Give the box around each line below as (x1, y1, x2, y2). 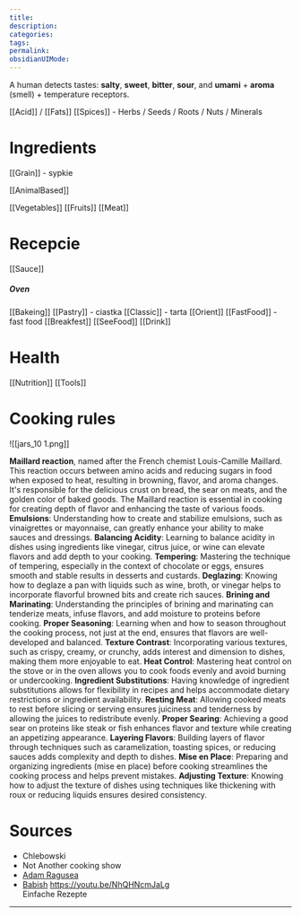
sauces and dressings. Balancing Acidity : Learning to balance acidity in (9, 531, 275, 543)
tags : (9, 38, 30, 48)
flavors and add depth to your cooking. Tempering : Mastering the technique (9, 551, 291, 562)
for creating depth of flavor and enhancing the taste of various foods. (9, 503, 265, 514)
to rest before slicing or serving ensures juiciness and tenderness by (9, 703, 262, 714)
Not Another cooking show (21, 860, 122, 870)
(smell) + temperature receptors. (9, 89, 130, 100)
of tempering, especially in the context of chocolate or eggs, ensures (9, 560, 264, 571)
